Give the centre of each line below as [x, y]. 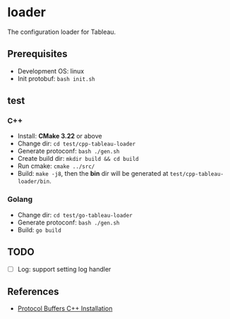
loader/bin [34, 182]
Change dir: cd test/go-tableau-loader [75, 215]
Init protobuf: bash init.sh [56, 78]
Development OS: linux [51, 71]
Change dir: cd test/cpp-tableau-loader [77, 144]
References [33, 291]
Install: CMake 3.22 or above [60, 136]
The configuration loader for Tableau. [62, 32]
